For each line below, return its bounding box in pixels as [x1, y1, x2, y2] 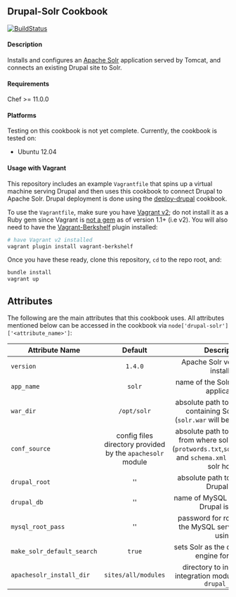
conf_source [11, 445, 51, 452]
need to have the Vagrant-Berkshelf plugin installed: [7, 222, 158, 231]
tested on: [7, 134, 37, 142]
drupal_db [11, 498, 44, 506]
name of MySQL [173, 492, 228, 502]
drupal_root [11, 478, 51, 486]
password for [178, 513, 222, 523]
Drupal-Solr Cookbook [7, 6, 108, 18]
